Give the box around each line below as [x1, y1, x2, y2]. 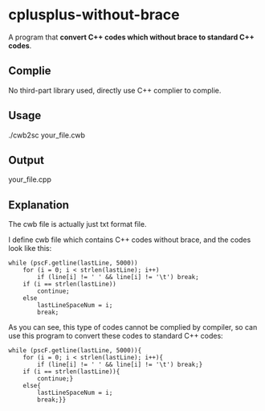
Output [8, 153, 44, 166]
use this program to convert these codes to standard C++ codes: [8, 331, 223, 341]
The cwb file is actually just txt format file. [8, 220, 147, 229]
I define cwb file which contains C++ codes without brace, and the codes [8, 235, 251, 245]
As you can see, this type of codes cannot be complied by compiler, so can [8, 323, 258, 332]
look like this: [8, 244, 52, 253]
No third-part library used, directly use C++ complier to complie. [8, 85, 222, 95]
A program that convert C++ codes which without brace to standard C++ [8, 32, 255, 42]
